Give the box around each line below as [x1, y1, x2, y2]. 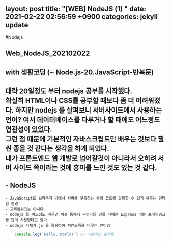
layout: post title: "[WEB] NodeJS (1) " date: [5, 5, 147, 13]
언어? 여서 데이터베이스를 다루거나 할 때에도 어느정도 [5, 115, 160, 124]
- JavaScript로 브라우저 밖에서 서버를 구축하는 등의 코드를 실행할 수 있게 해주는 [5, 195, 157, 201]
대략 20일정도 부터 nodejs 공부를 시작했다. [5, 86, 132, 95]
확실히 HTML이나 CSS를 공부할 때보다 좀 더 [5, 96, 134, 105]
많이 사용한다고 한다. [11, 217, 50, 223]
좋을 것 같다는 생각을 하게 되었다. [13, 144, 109, 153]
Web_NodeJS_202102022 [5, 49, 90, 58]
